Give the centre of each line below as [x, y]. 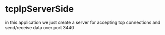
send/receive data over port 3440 [40, 27]
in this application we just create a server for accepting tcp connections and [83, 22]
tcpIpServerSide [40, 9]
